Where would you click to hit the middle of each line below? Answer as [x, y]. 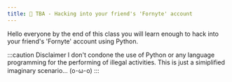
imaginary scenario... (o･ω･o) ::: [53, 70]
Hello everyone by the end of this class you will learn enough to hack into [113, 34]
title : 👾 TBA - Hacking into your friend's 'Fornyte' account [100, 14]
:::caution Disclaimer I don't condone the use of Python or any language [111, 55]
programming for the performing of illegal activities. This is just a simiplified [116, 62]
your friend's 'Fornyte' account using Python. [73, 41]
